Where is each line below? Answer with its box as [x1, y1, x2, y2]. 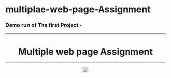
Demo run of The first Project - [5, 22, 82, 29]
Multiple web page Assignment [18, 46, 153, 57]
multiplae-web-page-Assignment [5, 4, 151, 15]
